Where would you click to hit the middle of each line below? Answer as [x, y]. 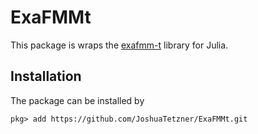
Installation [46, 76]
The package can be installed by [77, 100]
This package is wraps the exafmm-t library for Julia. [119, 45]
